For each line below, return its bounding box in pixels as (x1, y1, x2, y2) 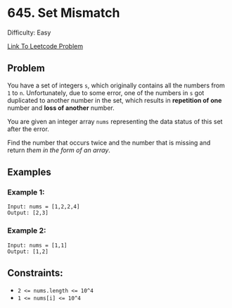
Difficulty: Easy (7, 28, 51, 37)
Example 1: (7, 187, 45, 197)
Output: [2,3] (7, 209, 49, 216)
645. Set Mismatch (7, 5, 120, 21)
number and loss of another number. (7, 104, 115, 112)
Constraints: (7, 267, 63, 279)
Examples (7, 166, 51, 178)
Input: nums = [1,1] (7, 242, 68, 249)
